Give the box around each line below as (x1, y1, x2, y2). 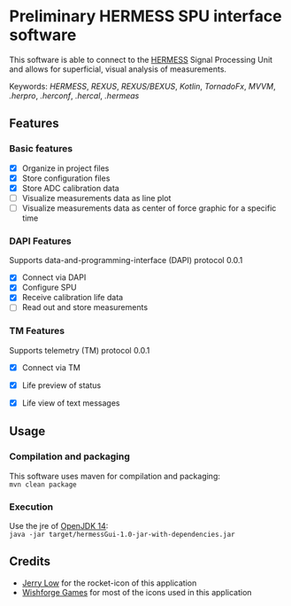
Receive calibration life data (21, 292, 124, 303)
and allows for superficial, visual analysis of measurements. (9, 64, 227, 74)
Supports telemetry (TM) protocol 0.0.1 (9, 345, 150, 355)
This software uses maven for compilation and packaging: (9, 470, 221, 481)
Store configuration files (21, 173, 111, 183)
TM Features (9, 325, 65, 338)
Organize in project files (21, 162, 110, 174)
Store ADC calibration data (21, 183, 119, 193)
